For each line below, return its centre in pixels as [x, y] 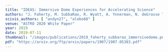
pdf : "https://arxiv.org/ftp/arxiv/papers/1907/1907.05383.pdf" [73, 42]
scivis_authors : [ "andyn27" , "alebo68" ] [50, 19]
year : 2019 [16, 28]
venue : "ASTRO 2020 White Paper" [40, 24]
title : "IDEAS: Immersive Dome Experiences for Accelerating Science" [80, 10]
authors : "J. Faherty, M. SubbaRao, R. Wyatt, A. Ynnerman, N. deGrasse [82, 14]
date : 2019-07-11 [23, 33]
